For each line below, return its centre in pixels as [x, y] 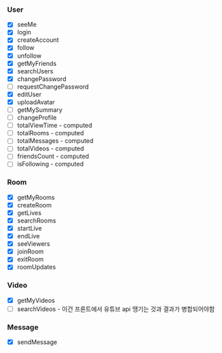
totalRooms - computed [50, 133]
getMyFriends [37, 63]
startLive [29, 229]
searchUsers [35, 71]
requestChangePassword [53, 87]
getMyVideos [36, 300]
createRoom [34, 205]
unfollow [29, 56]
